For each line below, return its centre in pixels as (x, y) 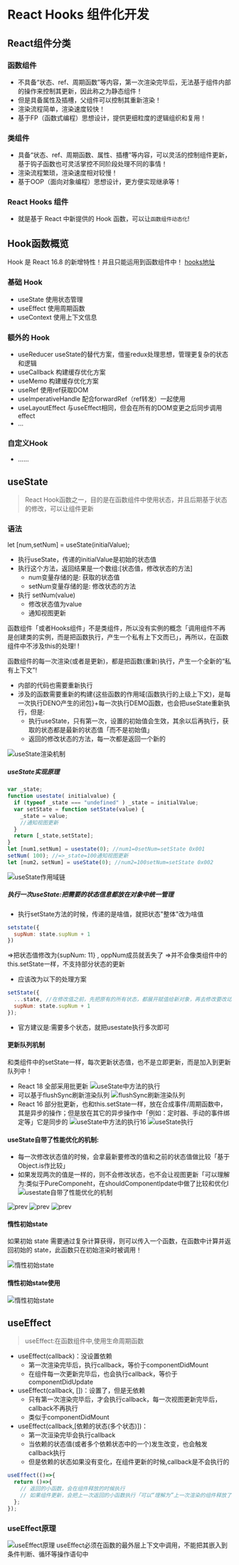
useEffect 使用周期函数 (51, 308)
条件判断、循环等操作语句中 (48, 1554)
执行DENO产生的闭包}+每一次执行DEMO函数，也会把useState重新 (127, 703)
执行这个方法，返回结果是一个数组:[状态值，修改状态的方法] (105, 569)
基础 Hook (25, 283)
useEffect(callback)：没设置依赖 (65, 1356)
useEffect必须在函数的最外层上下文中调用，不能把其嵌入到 (142, 1545)
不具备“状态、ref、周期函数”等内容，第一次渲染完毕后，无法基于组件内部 (124, 82)
